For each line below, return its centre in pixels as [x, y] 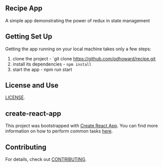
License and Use [32, 86]
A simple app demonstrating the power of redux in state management [78, 20]
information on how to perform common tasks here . [59, 131]
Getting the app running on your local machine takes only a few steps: [78, 49]
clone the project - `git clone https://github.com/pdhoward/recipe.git [84, 58]
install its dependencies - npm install [52, 64]
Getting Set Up [29, 37]
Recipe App [24, 8]
